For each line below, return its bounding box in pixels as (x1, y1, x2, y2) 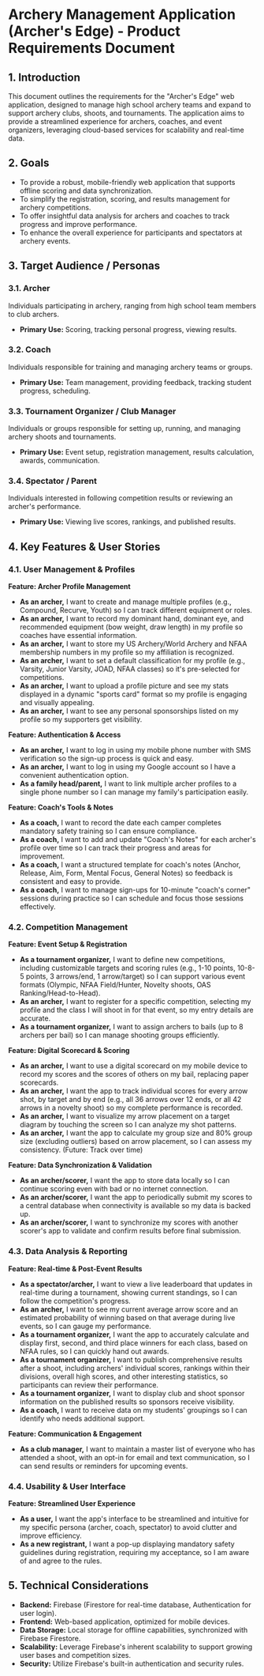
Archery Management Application (8, 6, 236, 24)
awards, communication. (19, 456, 100, 466)
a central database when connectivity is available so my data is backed (19, 1201, 251, 1210)
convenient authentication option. (19, 771, 129, 780)
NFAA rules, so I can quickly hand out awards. (19, 1346, 169, 1356)
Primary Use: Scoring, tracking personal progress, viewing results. (19, 324, 237, 334)
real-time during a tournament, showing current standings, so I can (19, 1287, 238, 1297)
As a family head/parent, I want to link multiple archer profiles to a (19, 779, 237, 788)
